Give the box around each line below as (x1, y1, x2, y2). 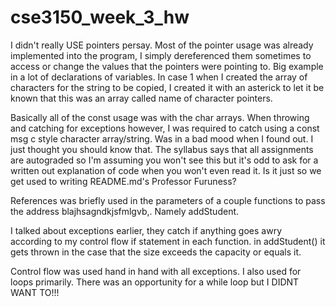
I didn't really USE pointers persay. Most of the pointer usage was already (10, 39, 314, 51)
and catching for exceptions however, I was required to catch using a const (10, 122, 320, 134)
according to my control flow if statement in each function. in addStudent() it (10, 235, 326, 247)
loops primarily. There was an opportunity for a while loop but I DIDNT (10, 276, 300, 288)
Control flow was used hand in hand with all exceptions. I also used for (10, 265, 302, 277)
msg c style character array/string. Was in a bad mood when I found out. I (10, 132, 314, 145)
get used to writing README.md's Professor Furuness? (10, 175, 237, 187)
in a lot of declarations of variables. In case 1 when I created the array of (10, 71, 308, 83)
